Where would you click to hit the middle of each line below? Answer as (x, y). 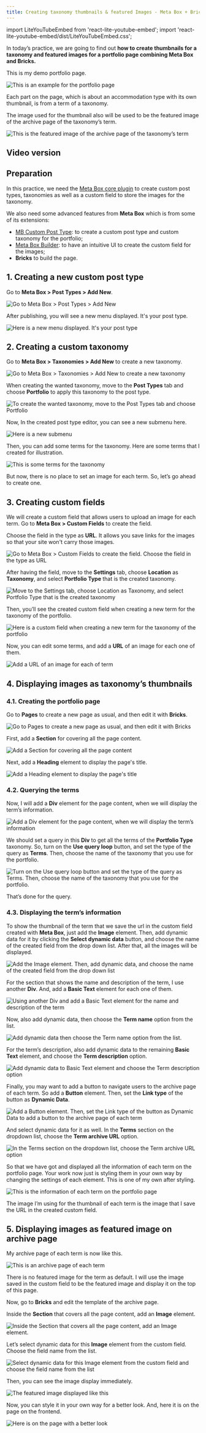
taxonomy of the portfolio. (39, 616)
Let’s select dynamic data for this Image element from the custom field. (97, 1345)
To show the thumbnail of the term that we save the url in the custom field (100, 926)
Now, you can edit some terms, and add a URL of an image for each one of (101, 646)
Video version (34, 153)
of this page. (22, 1291)
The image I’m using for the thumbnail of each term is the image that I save (101, 1203)
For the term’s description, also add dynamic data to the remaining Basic (98, 1049)
